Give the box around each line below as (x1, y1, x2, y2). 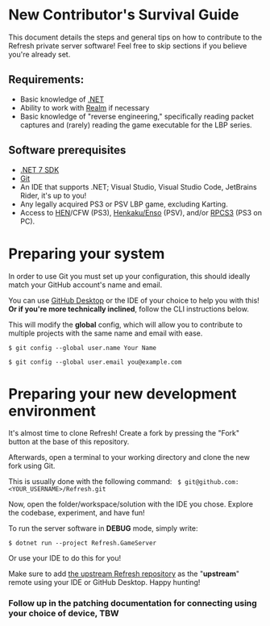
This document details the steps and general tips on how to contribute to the (8, 32, 263, 42)
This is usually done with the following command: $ (8, 477, 181, 486)
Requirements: (8, 73, 85, 86)
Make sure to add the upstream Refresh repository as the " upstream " (8, 569, 240, 578)
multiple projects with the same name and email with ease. (8, 328, 203, 338)
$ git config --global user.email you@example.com (8, 357, 182, 366)
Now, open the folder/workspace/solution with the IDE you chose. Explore (8, 499, 254, 509)
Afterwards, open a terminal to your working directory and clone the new (8, 453, 250, 462)
